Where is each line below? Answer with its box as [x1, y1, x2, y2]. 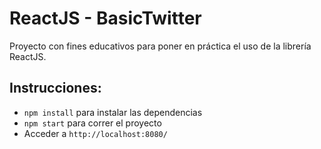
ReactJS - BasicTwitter [9, 7, 202, 30]
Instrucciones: [9, 80, 102, 97]
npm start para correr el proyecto [23, 117, 162, 129]
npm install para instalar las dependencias [23, 106, 203, 118]
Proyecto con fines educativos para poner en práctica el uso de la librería [9, 40, 312, 52]
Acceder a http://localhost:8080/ [23, 127, 168, 139]
